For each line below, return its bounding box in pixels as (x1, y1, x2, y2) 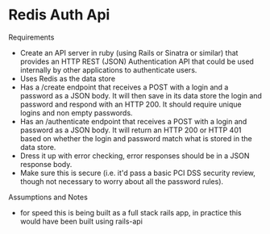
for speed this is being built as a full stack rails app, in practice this (19, 207, 242, 217)
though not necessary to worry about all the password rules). (19, 176, 224, 186)
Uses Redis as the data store (19, 73, 115, 83)
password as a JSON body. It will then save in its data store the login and (19, 90, 262, 100)
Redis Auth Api (8, 6, 110, 24)
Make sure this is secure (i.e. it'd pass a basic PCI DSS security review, (19, 168, 256, 178)
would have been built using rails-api (19, 216, 143, 226)
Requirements (8, 32, 55, 42)
